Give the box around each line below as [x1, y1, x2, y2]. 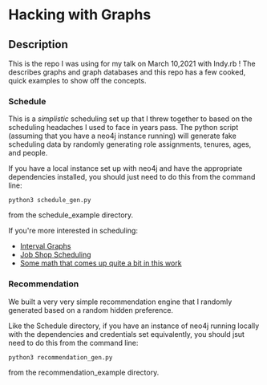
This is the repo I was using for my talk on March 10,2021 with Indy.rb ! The [8, 59, 256, 68]
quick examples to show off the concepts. [8, 76, 147, 85]
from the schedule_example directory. [8, 210, 134, 220]
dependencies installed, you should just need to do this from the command [8, 172, 256, 182]
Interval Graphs [19, 241, 71, 251]
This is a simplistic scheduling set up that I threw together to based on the [8, 114, 253, 124]
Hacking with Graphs [8, 6, 152, 24]
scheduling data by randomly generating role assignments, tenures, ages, [8, 140, 252, 149]
